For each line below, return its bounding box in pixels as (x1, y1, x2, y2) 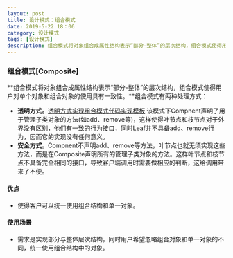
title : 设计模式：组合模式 (7, 17, 76, 24)
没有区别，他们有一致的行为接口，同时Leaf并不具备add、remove (23, 124, 209, 132)
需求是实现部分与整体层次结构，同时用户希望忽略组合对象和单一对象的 (17, 234, 218, 243)
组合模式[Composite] (7, 66, 79, 76)
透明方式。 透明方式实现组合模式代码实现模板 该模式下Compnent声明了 (17, 107, 220, 115)
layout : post (7, 10, 45, 17)
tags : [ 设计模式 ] (7, 36, 53, 43)
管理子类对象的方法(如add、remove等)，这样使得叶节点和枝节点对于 (23, 116, 218, 124)
